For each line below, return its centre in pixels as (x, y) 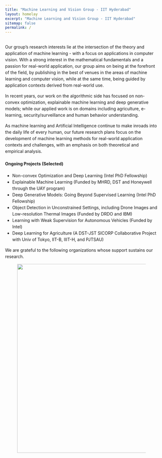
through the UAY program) (39, 188)
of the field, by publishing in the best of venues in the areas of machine (76, 73)
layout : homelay (21, 14)
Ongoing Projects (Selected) (34, 164)
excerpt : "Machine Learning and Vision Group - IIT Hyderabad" (70, 18)
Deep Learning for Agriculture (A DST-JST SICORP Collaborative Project (84, 233)
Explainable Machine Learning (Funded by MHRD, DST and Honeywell (82, 182)
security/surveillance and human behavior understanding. (81, 115)
